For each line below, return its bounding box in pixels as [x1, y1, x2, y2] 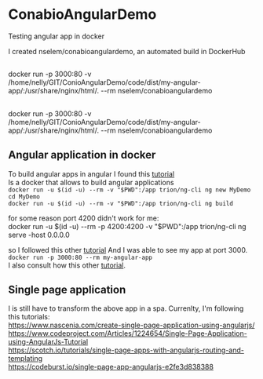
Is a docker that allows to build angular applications [8, 177, 174, 187]
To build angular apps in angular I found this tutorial [8, 169, 175, 178]
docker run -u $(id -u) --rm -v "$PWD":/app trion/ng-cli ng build [8, 199, 234, 207]
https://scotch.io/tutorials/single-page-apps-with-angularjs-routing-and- [8, 345, 245, 355]
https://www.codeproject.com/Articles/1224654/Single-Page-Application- [8, 329, 247, 338]
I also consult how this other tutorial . [8, 261, 126, 270]
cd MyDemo [8, 192, 41, 201]
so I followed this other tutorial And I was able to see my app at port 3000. [8, 245, 248, 254]
